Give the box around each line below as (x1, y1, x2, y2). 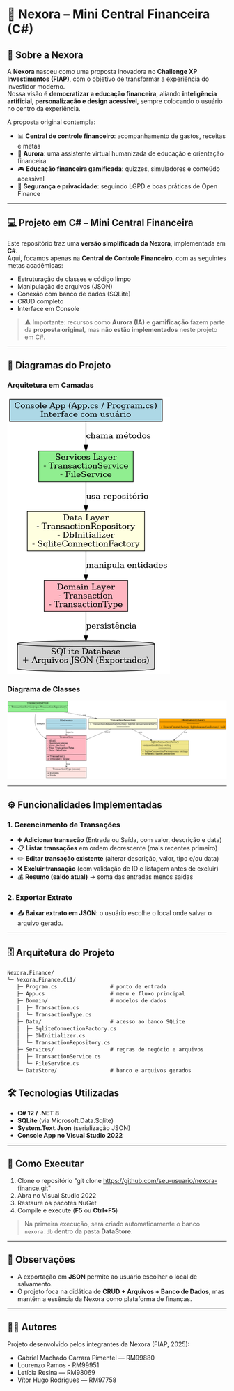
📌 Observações (7, 1254, 75, 1265)
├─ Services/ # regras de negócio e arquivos (16, 1046, 204, 1053)
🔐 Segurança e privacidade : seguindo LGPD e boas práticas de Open (17, 182, 218, 190)
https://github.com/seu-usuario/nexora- (103, 1176, 218, 1185)
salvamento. (17, 1279, 53, 1288)
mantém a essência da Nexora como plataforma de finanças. (17, 1294, 193, 1303)
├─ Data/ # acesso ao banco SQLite (16, 1018, 186, 1025)
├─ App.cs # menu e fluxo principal (16, 991, 186, 998)
